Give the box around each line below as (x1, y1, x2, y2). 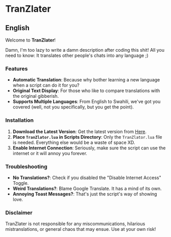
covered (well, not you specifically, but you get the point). (12, 104, 134, 110)
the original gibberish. (12, 93, 59, 99)
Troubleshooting (5, 163, 47, 170)
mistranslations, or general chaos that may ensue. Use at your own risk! (5, 226, 156, 232)
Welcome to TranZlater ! (5, 37, 56, 43)
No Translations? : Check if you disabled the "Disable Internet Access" (12, 175, 162, 181)
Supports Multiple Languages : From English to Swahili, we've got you (12, 98, 161, 105)
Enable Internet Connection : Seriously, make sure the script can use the (12, 144, 166, 151)
